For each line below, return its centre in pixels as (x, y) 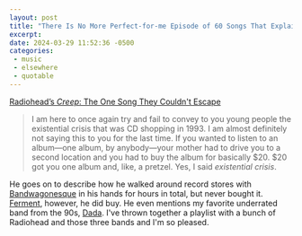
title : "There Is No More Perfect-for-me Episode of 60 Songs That (138, 26)
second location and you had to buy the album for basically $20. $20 (159, 157)
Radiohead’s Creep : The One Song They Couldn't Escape (115, 101)
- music (27, 59)
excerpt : (26, 34)
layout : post (34, 17)
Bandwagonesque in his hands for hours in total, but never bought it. (136, 193)
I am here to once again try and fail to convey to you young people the (161, 118)
